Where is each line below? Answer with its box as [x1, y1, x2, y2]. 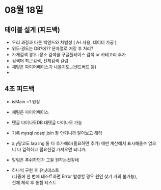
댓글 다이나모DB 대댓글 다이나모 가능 [11, 119, 82, 125]
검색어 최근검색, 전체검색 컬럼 [11, 58, 69, 64]
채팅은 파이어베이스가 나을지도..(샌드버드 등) [11, 64, 97, 70]
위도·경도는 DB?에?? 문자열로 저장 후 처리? [11, 46, 94, 51]
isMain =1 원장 [11, 98, 40, 104]
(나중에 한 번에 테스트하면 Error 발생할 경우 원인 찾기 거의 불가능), [11, 173, 138, 179]
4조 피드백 [4, 85, 35, 93]
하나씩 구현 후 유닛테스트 [11, 167, 59, 173]
